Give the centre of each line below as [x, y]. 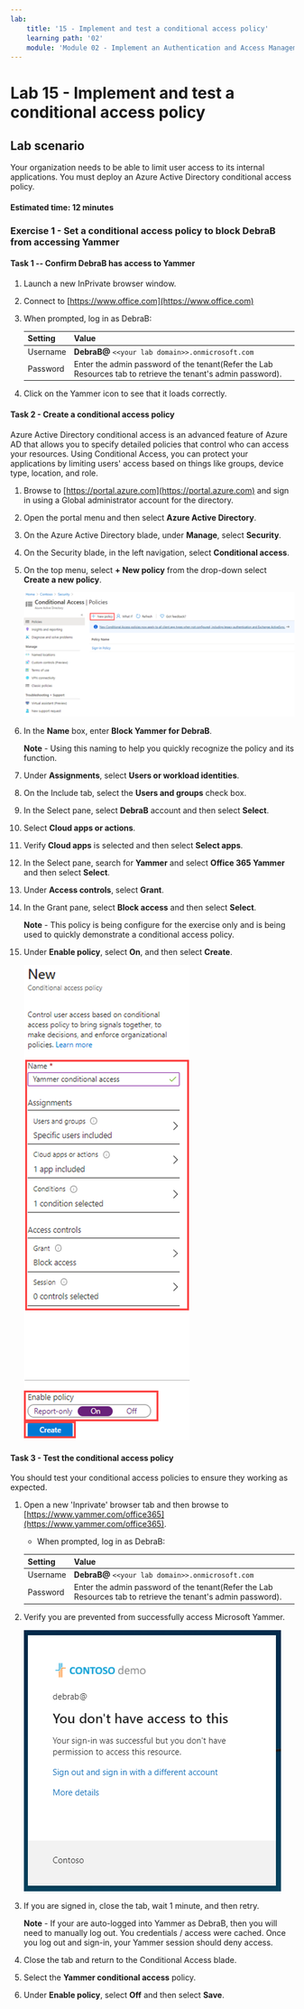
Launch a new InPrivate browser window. [100, 283]
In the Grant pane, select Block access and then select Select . [140, 908]
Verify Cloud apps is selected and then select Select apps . [133, 846]
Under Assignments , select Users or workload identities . [131, 775]
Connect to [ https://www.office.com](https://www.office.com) [138, 301]
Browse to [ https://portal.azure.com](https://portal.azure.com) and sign [156, 490]
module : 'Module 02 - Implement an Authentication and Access [146, 48]
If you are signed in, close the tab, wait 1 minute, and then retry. [141, 1905]
